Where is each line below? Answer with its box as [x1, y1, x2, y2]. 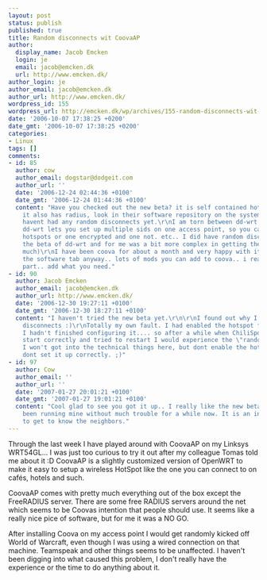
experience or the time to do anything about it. [8, 563, 161, 572]
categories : [8, 129, 48, 137]
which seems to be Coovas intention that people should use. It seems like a [8, 505, 255, 514]
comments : [8, 152, 41, 159]
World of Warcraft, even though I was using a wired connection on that [8, 537, 240, 547]
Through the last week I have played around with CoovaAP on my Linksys [8, 439, 249, 448]
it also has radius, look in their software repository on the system [22, 211, 261, 219]
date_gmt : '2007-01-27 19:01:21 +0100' [15, 395, 148, 403]
